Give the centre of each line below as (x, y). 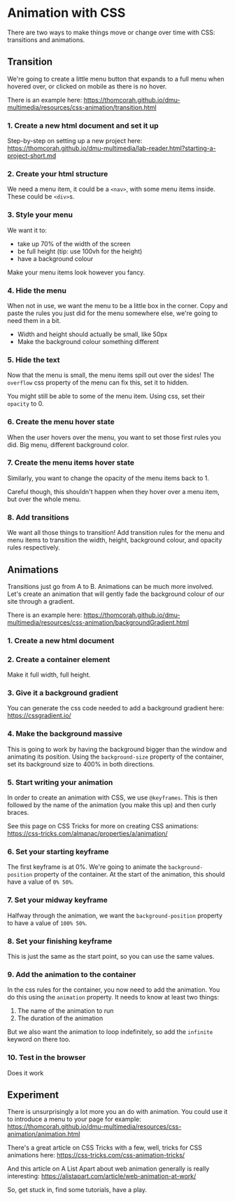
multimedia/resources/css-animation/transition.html (82, 107)
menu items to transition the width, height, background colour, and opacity (115, 540)
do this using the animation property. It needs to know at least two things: (113, 997)
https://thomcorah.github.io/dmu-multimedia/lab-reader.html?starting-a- (112, 148)
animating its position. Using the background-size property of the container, (116, 757)
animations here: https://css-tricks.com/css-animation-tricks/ (96, 1155)
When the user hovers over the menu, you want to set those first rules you (114, 437)
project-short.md (32, 156)
